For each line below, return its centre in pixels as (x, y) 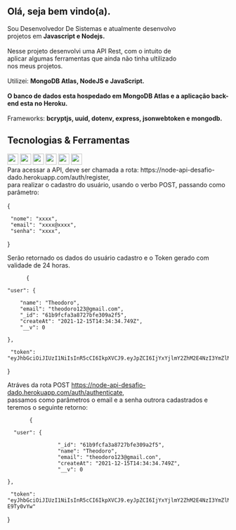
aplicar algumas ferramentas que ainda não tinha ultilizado (92, 58)
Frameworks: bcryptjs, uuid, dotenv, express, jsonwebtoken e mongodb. (115, 118)
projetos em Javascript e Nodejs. (56, 36)
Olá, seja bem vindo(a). (59, 12)
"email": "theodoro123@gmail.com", (72, 309)
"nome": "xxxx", (34, 219)
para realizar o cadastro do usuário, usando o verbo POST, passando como (117, 184)
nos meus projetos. (35, 65)
